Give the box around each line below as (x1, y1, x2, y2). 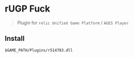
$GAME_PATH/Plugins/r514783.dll (5, 47, 73, 53)
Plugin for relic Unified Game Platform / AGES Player (17, 20, 129, 26)
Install (5, 34, 25, 43)
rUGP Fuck (5, 3, 51, 15)
